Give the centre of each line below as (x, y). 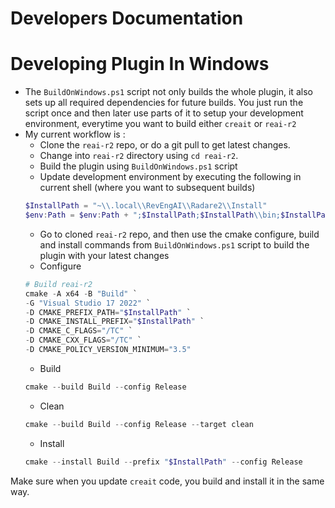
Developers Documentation (127, 18)
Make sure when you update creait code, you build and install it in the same (167, 481)
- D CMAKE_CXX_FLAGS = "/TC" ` (83, 340)
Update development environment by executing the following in (170, 177)
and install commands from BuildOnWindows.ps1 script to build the (174, 244)
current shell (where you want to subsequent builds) (147, 188)
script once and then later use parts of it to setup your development (164, 113)
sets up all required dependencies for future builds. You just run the (164, 103)
